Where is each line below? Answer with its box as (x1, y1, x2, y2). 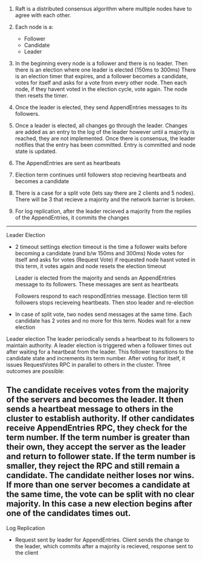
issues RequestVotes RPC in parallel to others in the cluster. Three (6, 361, 171, 368)
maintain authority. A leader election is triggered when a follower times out (6, 342, 192, 349)
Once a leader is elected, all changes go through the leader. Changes (14, 122, 188, 129)
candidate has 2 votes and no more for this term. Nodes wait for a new (14, 317, 192, 324)
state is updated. (14, 148, 57, 155)
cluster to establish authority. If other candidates (6, 414, 195, 424)
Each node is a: (14, 24, 54, 30)
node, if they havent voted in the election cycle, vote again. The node (14, 86, 187, 93)
